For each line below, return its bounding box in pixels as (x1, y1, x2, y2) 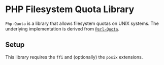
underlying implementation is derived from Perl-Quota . (5, 25, 119, 31)
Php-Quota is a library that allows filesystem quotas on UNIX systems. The (5, 20, 159, 26)
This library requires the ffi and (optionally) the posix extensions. (5, 54, 143, 60)
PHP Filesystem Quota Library (5, 4, 135, 15)
